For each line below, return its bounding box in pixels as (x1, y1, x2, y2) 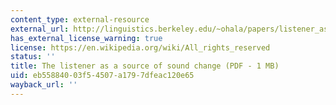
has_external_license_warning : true (10, 33, 163, 43)
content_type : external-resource (10, 14, 150, 25)
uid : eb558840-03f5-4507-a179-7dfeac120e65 (10, 71, 195, 81)
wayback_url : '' (10, 80, 78, 90)
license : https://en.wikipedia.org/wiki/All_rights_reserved (10, 42, 271, 53)
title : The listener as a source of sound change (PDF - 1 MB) (10, 61, 280, 71)
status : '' (10, 52, 56, 62)
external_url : (10, 24, 70, 34)
